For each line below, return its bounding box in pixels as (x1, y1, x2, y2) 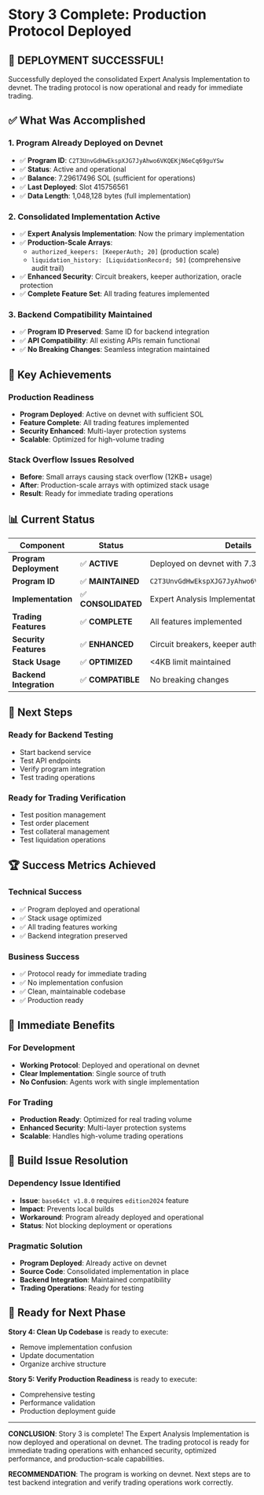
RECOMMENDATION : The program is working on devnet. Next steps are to (8, 1469, 251, 1478)
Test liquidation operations (19, 835, 106, 845)
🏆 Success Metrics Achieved (8, 859, 156, 872)
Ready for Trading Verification (8, 792, 126, 803)
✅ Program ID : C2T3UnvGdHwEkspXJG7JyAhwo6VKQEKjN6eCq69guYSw (19, 155, 224, 165)
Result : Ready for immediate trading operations (19, 489, 174, 498)
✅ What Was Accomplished (8, 114, 146, 128)
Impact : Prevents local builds (19, 1204, 115, 1213)
